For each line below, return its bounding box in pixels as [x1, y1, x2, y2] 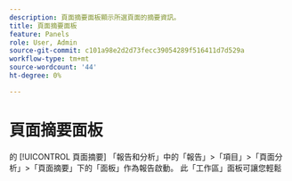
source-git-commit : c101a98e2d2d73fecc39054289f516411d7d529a [9, 46, 245, 55]
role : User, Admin [9, 37, 77, 47]
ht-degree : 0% [9, 71, 62, 80]
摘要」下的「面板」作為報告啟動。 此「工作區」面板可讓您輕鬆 [53, 162, 282, 173]
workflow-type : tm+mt [9, 54, 90, 63]
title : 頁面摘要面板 [9, 21, 77, 30]
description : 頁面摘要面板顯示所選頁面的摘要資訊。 [9, 12, 181, 22]
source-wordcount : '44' [9, 63, 98, 72]
